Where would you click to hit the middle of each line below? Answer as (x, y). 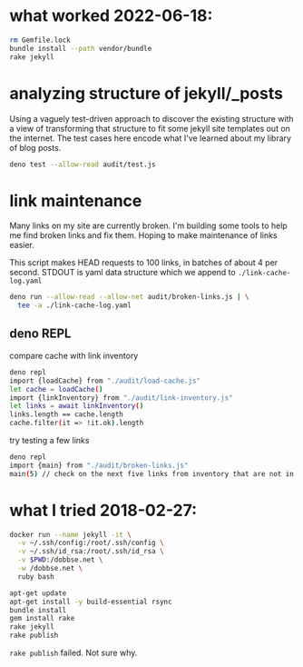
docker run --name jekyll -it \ (70, 534)
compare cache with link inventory (74, 355)
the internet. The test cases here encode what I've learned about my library (151, 138)
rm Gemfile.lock (40, 40)
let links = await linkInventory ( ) (77, 406)
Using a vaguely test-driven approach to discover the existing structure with (151, 118)
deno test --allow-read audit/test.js (83, 164)
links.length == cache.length (67, 414)
